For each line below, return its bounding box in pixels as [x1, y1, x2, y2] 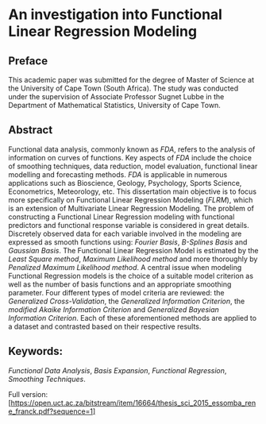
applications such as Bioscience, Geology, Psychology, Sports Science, [8, 178, 242, 187]
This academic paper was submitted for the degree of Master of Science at [8, 75, 254, 84]
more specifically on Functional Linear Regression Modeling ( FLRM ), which [8, 195, 253, 204]
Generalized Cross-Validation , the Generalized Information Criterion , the [8, 296, 245, 306]
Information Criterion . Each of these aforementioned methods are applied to [8, 313, 256, 322]
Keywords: [8, 345, 64, 358]
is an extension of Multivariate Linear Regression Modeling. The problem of [8, 203, 254, 213]
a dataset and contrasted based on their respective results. [8, 322, 202, 331]
